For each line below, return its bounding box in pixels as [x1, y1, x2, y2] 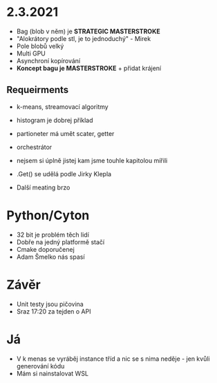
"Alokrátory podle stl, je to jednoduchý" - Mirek [16, 34, 151, 42]
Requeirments [6, 84, 69, 96]
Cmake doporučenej [16, 245, 75, 253]
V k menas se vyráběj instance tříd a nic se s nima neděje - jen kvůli [16, 355, 210, 363]
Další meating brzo [16, 183, 70, 191]
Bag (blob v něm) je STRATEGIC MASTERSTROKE [16, 27, 160, 35]
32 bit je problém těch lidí [16, 230, 89, 239]
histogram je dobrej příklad [16, 116, 94, 124]
